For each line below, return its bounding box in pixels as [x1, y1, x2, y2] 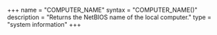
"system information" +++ [7, 21, 81, 28]
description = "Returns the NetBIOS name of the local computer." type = [7, 13, 212, 21]
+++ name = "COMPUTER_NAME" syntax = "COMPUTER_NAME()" [7, 6, 198, 14]
